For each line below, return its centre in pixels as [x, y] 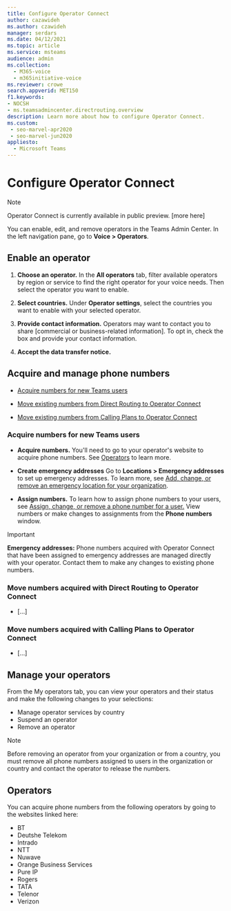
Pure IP [27, 872]
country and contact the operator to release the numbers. [89, 768]
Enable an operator [49, 258]
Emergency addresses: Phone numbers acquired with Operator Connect [111, 548]
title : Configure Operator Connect [58, 13]
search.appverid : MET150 [43, 91]
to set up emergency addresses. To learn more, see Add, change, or [114, 478]
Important [21, 534]
